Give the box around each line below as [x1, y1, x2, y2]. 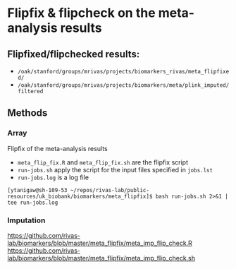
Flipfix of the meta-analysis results [7, 144, 108, 153]
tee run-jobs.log [7, 199, 58, 206]
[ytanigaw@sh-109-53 [7, 186, 68, 193]
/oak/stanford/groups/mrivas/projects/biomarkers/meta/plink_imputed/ [17, 82, 230, 89]
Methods [7, 107, 48, 119]
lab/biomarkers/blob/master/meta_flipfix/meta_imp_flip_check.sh [7, 253, 196, 262]
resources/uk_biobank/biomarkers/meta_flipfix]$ [7, 193, 153, 200]
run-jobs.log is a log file [17, 173, 89, 181]
